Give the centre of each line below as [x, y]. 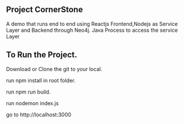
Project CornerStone [45, 10]
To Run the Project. [42, 55]
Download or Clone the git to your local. [54, 69]
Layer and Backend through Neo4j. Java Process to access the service [92, 30]
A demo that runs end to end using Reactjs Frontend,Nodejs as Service [92, 24]
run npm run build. [29, 92]
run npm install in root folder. [41, 80]
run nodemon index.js [32, 103]
